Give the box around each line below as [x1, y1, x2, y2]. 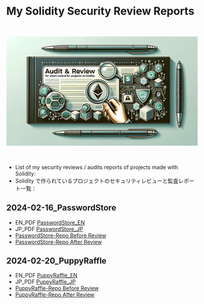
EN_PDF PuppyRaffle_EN [15, 272, 78, 279]
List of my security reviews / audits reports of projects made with [15, 163, 178, 171]
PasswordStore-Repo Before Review [15, 232, 106, 239]
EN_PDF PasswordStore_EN [15, 218, 85, 226]
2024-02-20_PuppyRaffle [6, 256, 107, 266]
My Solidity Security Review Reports [6, 4, 195, 18]
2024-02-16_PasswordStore [6, 203, 117, 213]
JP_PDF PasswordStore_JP [15, 225, 83, 232]
